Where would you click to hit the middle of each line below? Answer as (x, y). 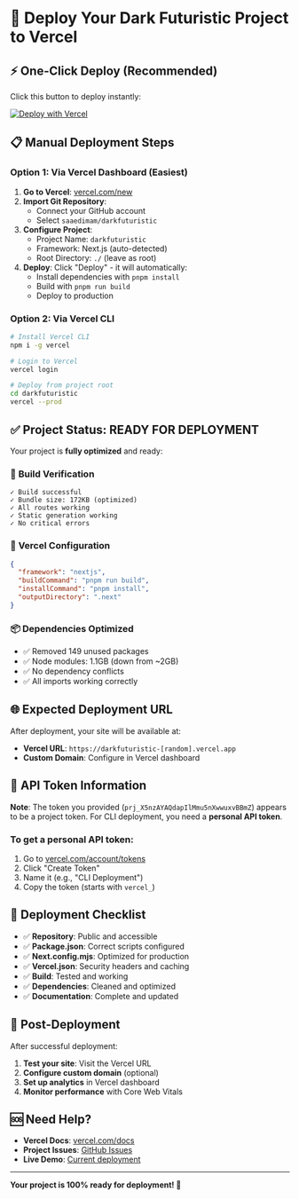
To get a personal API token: (72, 840)
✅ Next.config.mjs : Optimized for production (106, 956)
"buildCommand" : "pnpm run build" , (84, 580)
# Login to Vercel (44, 361)
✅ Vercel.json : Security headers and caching (106, 966)
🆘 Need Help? (51, 1119)
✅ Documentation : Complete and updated (101, 996)
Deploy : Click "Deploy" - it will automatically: (105, 267)
